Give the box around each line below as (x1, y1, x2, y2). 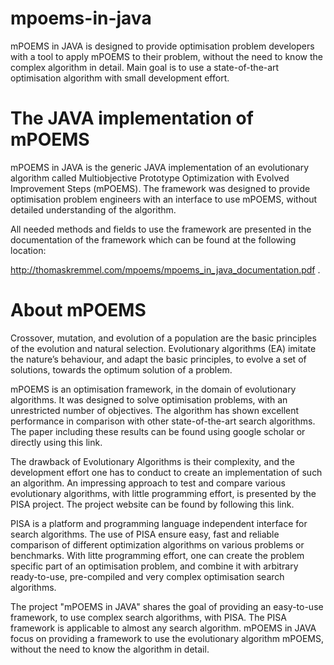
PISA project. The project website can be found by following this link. (10, 498, 295, 510)
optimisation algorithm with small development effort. (10, 72, 230, 84)
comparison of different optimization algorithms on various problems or (10, 538, 305, 551)
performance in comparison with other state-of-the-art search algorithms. (10, 415, 316, 427)
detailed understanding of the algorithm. (10, 203, 177, 216)
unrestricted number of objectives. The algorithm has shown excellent (10, 404, 300, 416)
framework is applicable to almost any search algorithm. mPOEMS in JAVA (10, 622, 317, 634)
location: (10, 244, 47, 256)
